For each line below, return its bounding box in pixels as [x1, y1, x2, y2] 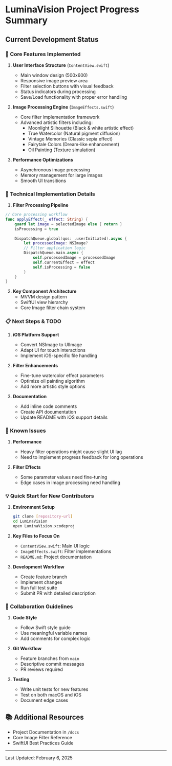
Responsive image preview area [20, 77, 88, 83]
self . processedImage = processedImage [32, 255, 116, 260]
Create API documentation [20, 408, 76, 415]
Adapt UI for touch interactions [20, 347, 86, 353]
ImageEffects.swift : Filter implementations [20, 548, 112, 554]
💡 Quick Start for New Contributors [5, 492, 94, 500]
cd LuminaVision [12, 519, 48, 524]
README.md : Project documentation [20, 554, 92, 560]
